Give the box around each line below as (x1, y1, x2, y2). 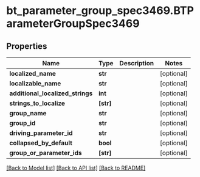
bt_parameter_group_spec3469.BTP (6, 4, 195, 18)
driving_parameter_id (9, 129, 73, 137)
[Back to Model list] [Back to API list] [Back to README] (6, 164, 146, 172)
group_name (9, 109, 47, 117)
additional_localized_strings (9, 89, 93, 98)
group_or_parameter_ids (9, 149, 82, 157)
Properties (6, 41, 47, 51)
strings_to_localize (9, 99, 66, 107)
